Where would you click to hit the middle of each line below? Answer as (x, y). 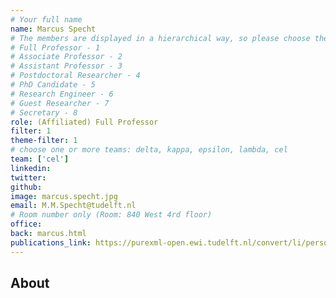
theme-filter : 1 (44, 141)
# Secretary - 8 (44, 112)
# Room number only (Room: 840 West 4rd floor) (111, 215)
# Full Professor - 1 (55, 47)
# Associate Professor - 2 (66, 57)
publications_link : (51, 242)
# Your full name (46, 19)
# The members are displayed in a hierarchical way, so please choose (160, 38)
